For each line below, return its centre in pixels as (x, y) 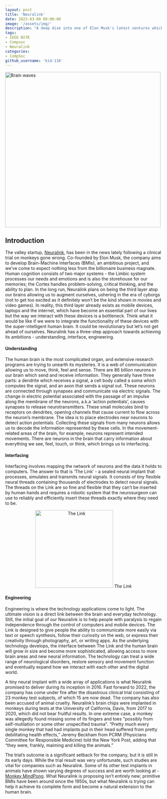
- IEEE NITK (17, 38)
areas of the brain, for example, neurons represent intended (82, 434)
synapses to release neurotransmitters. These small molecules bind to (77, 407)
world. (12, 672)
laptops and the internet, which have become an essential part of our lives (81, 311)
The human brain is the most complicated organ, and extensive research (79, 359)
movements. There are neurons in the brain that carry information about (79, 439)
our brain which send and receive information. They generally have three (80, 375)
